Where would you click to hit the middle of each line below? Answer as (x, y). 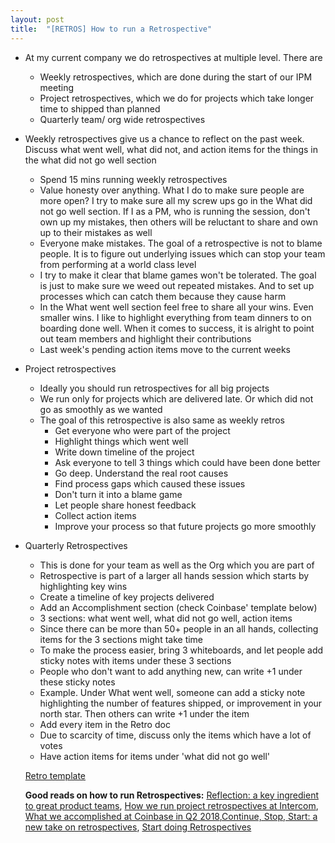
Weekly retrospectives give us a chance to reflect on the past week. (164, 138)
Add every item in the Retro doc (105, 724)
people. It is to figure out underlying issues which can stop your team (182, 253)
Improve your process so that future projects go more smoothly (185, 526)
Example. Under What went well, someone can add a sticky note (172, 692)
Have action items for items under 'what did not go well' (155, 756)
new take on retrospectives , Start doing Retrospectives (138, 827)
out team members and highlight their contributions (145, 338)
